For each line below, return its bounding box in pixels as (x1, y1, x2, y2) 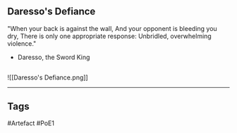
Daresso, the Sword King (17, 53, 90, 61)
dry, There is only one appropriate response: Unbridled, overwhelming (7, 32, 212, 40)
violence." (7, 39, 37, 48)
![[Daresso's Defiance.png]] (7, 73, 88, 82)
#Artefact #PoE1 (7, 119, 55, 127)
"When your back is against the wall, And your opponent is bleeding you (7, 24, 217, 32)
